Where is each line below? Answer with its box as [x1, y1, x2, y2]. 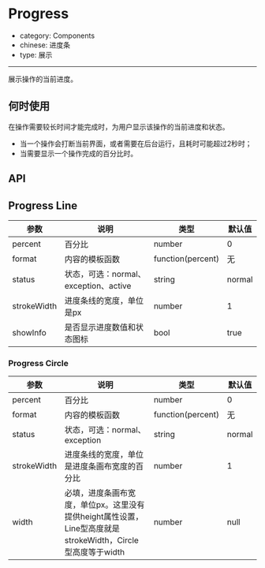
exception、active [64, 280, 132, 291]
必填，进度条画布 [64, 488, 129, 499]
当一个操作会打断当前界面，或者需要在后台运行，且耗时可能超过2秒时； [19, 139, 252, 148]
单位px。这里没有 [80, 499, 145, 510]
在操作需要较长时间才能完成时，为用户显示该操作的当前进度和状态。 [8, 121, 230, 131]
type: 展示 [19, 50, 53, 59]
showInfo [12, 327, 47, 338]
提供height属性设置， [64, 511, 144, 522]
